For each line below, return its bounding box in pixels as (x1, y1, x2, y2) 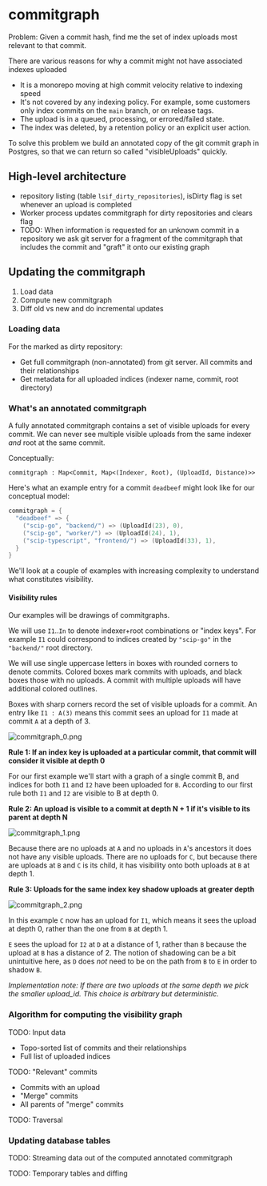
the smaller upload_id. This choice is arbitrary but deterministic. (8, 989, 220, 999)
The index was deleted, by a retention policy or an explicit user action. (19, 122, 251, 132)
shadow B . (8, 965, 42, 975)
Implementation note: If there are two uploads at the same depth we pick (8, 980, 249, 990)
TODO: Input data (8, 1027, 66, 1037)
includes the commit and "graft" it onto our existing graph (19, 242, 210, 251)
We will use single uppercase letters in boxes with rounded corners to (8, 659, 238, 668)
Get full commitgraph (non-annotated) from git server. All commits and (19, 357, 253, 367)
